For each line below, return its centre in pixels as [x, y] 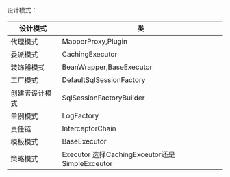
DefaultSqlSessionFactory [104, 80]
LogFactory [80, 116]
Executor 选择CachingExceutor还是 [119, 154]
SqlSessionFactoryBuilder [103, 98]
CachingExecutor [90, 54]
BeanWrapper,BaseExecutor [107, 67]
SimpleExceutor [87, 164]
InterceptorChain [89, 128]
